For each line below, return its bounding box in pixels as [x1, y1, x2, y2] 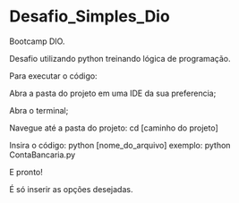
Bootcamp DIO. [9, 36, 65, 47]
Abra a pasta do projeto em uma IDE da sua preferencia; [9, 88, 217, 98]
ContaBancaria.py [9, 149, 76, 160]
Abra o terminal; [9, 105, 69, 115]
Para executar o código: [9, 70, 98, 81]
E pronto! [9, 166, 43, 177]
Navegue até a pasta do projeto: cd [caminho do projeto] [9, 123, 219, 133]
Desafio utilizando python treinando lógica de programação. [9, 53, 231, 63]
